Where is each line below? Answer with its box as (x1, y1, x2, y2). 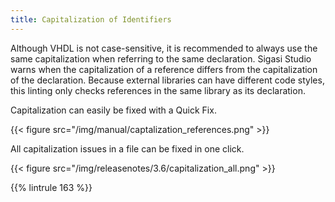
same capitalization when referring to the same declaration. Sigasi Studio (10, 52, 312, 65)
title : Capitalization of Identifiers (10, 14, 172, 25)
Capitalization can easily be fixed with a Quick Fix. (10, 104, 217, 116)
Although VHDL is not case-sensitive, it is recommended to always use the (10, 42, 318, 54)
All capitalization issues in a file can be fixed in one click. (10, 142, 245, 155)
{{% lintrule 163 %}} (10, 181, 93, 193)
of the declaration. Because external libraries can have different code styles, (10, 74, 325, 86)
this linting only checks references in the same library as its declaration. (10, 84, 306, 96)
